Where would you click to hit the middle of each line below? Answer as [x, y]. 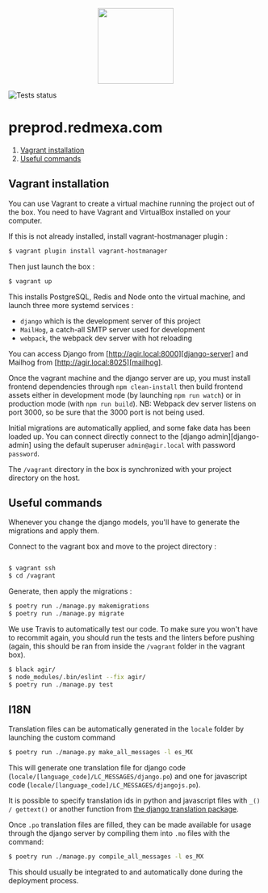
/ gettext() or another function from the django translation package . [124, 809]
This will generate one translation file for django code [97, 768]
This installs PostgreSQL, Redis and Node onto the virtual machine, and [127, 296]
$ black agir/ [32, 670]
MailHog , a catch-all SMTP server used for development [113, 329]
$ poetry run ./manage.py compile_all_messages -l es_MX [106, 857]
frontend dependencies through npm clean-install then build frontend [126, 386]
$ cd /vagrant [32, 576]
